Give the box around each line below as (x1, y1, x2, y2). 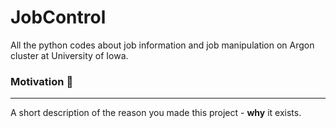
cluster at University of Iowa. (10, 49, 129, 61)
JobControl (10, 6, 107, 29)
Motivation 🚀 (10, 74, 74, 88)
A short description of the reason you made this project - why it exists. (10, 107, 302, 119)
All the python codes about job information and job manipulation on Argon (10, 39, 315, 51)
